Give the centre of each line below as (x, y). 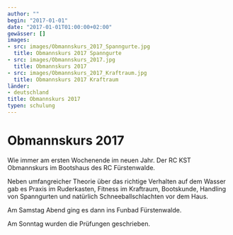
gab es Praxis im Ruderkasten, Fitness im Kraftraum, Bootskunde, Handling (117, 188)
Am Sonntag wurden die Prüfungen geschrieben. (79, 224)
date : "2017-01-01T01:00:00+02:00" (60, 27)
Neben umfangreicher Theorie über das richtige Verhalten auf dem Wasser (117, 181)
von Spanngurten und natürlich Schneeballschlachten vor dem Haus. (108, 196)
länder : (19, 86)
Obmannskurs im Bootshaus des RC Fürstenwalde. (81, 167)
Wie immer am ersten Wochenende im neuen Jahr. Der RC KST (99, 160)
